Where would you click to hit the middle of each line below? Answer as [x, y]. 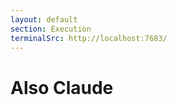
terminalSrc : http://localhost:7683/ [89, 38]
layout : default [44, 19]
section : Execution [51, 29]
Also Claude [62, 87]
